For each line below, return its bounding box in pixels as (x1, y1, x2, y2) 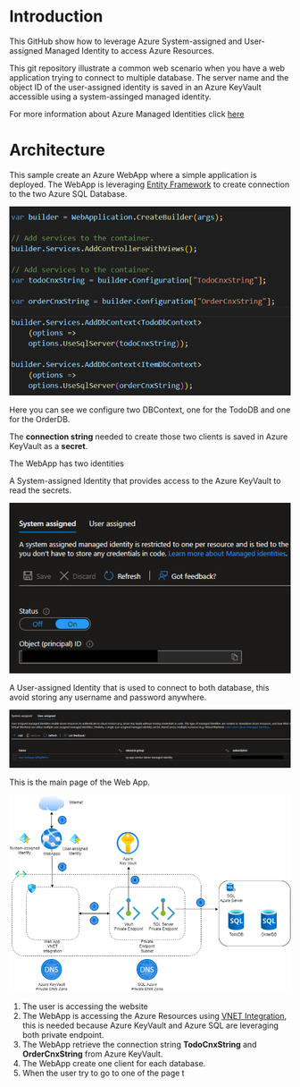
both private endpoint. (21, 1030, 104, 1040)
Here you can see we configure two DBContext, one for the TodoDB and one (9, 404, 291, 415)
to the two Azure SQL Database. (9, 188, 128, 199)
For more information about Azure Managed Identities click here (9, 108, 245, 119)
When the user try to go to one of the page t (21, 1067, 185, 1079)
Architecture (9, 140, 105, 160)
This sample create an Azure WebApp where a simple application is (9, 169, 257, 180)
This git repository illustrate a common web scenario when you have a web (9, 63, 286, 73)
